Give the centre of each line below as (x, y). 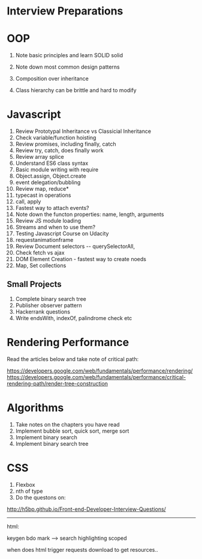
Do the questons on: (40, 497)
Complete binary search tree (51, 298)
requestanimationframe (44, 240)
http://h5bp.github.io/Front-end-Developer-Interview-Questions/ (87, 509)
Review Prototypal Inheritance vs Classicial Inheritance (83, 131)
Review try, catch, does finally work (59, 150)
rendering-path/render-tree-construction (58, 383)
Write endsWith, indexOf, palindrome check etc (74, 318)
